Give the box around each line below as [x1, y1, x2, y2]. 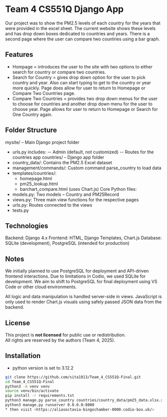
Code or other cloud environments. [5, 284, 77, 290]
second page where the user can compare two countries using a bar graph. [5, 36, 160, 42]
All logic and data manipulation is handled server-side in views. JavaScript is [5, 294, 162, 300]
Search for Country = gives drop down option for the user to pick [12, 74, 146, 80]
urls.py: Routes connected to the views [12, 202, 92, 208]
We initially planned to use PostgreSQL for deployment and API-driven [5, 268, 149, 274]
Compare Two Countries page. [12, 90, 76, 96]
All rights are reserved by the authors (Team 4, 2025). [5, 337, 115, 343]
